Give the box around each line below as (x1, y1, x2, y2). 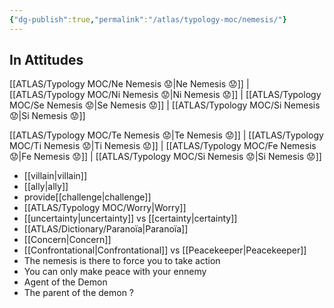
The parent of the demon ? (23, 287, 135, 299)
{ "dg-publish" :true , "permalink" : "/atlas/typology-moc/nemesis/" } (9, 14, 287, 25)
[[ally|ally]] (23, 181, 69, 193)
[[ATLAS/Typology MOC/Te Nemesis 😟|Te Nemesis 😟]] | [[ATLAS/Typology (9, 129, 324, 141)
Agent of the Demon (23, 276, 108, 288)
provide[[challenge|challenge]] (23, 191, 152, 203)
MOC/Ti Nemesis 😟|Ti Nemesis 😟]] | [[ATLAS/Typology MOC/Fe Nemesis (9, 140, 317, 152)
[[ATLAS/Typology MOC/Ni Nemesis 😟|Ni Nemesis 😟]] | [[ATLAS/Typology (9, 89, 322, 101)
